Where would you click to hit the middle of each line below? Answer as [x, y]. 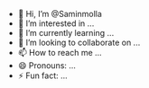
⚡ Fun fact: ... [42, 75]
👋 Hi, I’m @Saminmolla [60, 14]
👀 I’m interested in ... [56, 23]
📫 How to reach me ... [60, 53]
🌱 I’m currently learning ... [66, 33]
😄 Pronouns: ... [47, 66]
